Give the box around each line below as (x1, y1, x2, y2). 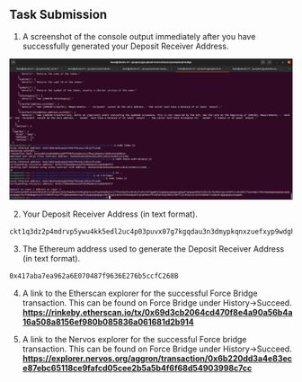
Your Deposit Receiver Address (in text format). (22, 209, 198, 219)
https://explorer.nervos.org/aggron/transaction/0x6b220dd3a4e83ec (22, 353, 293, 364)
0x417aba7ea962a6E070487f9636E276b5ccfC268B (9, 271, 179, 281)
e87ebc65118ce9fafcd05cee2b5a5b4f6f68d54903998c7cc (22, 363, 253, 374)
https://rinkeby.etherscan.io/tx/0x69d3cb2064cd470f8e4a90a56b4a (22, 307, 293, 318)
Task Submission (9, 7, 108, 22)
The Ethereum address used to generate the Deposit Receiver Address (22, 244, 285, 254)
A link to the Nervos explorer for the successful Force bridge (22, 334, 247, 345)
